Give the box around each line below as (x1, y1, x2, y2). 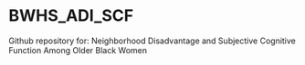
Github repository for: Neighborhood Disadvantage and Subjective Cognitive (8, 35, 296, 46)
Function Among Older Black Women (8, 44, 148, 55)
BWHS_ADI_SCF (8, 5, 134, 26)
